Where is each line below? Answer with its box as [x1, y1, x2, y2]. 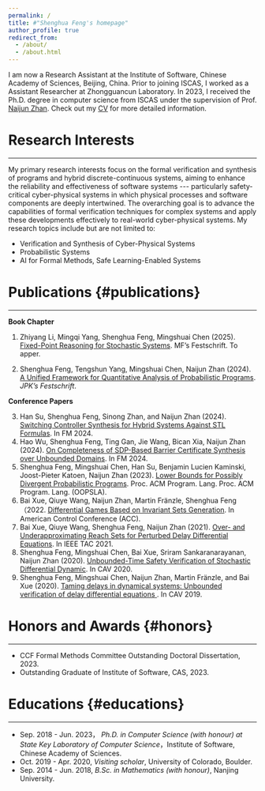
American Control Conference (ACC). [19, 514, 141, 523]
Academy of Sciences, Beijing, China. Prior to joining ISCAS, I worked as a [8, 78, 249, 88]
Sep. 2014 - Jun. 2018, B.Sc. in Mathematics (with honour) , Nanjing [19, 765, 239, 774]
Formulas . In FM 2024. [19, 428, 93, 438]
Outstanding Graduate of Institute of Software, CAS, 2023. [19, 667, 209, 676]
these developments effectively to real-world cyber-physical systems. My [8, 215, 248, 224]
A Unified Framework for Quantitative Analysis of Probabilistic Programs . [19, 372, 256, 382]
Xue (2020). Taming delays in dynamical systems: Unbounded [19, 581, 222, 590]
